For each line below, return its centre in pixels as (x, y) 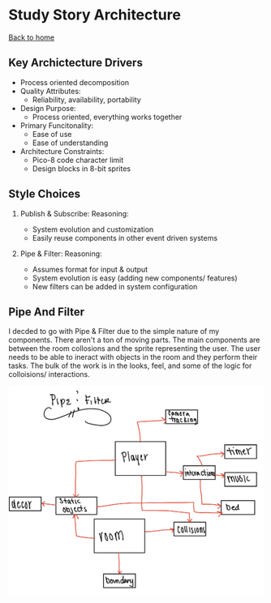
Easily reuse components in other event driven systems (125, 237)
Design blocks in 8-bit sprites (82, 169)
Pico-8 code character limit (78, 160)
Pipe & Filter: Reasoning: (61, 254)
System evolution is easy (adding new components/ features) (135, 278)
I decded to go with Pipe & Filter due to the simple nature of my (114, 331)
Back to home (32, 37)
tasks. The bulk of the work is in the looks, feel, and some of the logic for (130, 366)
